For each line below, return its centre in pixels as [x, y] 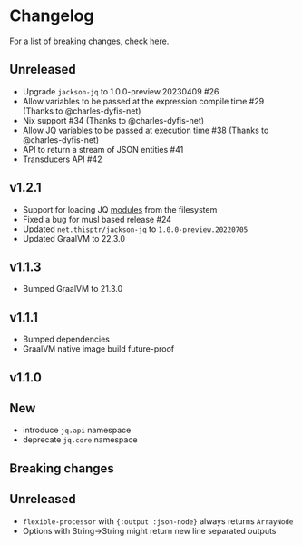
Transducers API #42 [62, 159]
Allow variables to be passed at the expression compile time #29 [143, 101]
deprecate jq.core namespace [80, 440]
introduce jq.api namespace [77, 430]
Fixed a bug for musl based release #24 [97, 219]
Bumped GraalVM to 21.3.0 [73, 289]
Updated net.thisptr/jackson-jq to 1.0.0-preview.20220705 [135, 229]
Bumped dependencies [66, 339]
